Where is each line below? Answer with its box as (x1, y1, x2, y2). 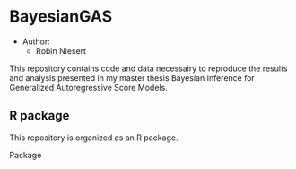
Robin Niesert (35, 45, 87, 56)
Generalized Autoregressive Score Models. (9, 82, 168, 93)
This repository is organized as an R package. (9, 132, 178, 143)
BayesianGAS (9, 6, 113, 27)
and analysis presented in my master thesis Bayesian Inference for (9, 72, 256, 83)
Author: (22, 36, 51, 47)
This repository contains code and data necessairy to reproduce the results (9, 63, 288, 74)
